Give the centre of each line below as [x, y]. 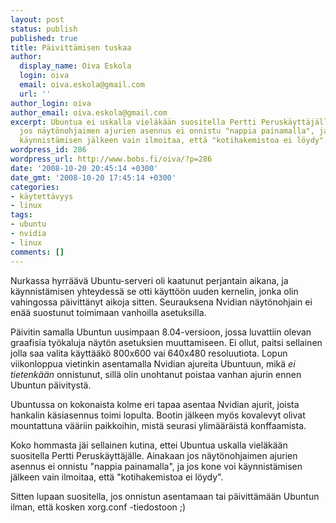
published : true [44, 38]
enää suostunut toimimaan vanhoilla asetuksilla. [108, 312]
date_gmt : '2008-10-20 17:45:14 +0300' [93, 177]
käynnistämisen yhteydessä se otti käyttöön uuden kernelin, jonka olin [154, 291]
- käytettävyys [42, 196]
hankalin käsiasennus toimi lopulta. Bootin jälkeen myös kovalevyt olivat [158, 415]
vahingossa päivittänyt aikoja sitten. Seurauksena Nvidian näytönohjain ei [161, 302]
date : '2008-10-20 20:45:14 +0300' [84, 168]
